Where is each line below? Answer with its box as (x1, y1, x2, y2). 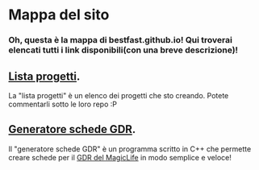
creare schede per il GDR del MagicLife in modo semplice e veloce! (8, 152, 232, 162)
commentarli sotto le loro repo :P (8, 99, 117, 109)
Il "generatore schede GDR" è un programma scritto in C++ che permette (8, 143, 252, 154)
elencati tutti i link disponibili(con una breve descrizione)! (8, 44, 239, 56)
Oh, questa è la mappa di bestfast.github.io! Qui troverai (8, 35, 232, 46)
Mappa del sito (8, 6, 110, 24)
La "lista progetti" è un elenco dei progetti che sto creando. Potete (8, 90, 229, 100)
